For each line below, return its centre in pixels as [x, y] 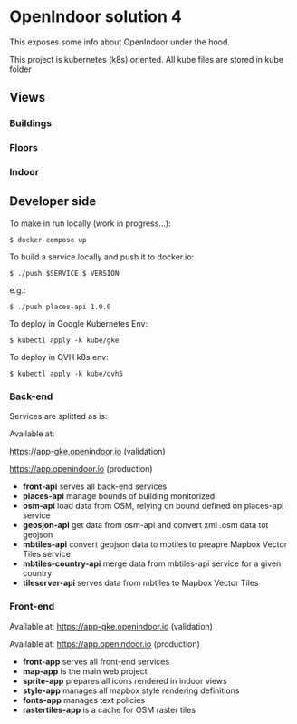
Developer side [53, 201]
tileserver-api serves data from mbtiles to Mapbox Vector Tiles [140, 583]
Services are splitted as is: [58, 416]
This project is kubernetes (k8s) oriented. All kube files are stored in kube [146, 59]
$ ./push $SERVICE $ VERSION [64, 273]
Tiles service [46, 554]
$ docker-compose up [48, 240]
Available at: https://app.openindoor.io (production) [105, 644]
